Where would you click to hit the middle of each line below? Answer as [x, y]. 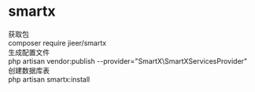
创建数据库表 [29, 70]
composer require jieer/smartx [57, 42]
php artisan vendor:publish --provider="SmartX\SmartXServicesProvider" [128, 61]
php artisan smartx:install [49, 79]
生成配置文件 [29, 52]
